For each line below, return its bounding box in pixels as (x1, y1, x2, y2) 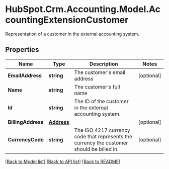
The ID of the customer (74, 98, 129, 105)
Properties (5, 45, 39, 54)
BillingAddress (8, 118, 44, 125)
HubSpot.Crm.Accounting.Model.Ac (5, 4, 161, 15)
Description (90, 60, 118, 67)
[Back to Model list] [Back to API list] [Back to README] (5, 158, 121, 164)
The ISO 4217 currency (74, 127, 130, 134)
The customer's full (74, 83, 120, 90)
